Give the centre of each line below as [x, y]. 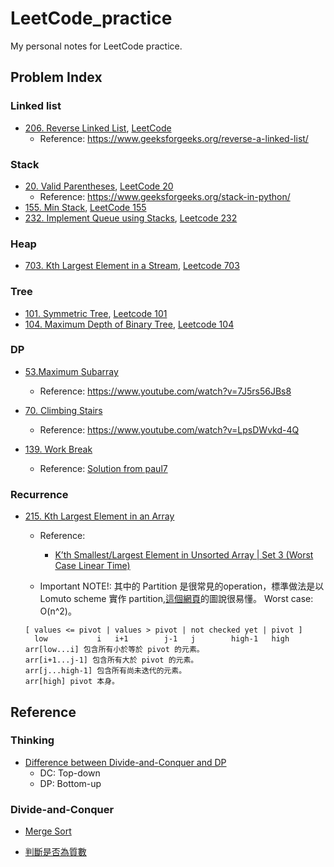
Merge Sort [48, 831]
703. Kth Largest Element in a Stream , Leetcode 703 [132, 266]
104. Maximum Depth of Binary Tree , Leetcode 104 [129, 324]
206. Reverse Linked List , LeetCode [98, 128]
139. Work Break [58, 449]
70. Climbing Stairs [63, 410]
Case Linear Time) [92, 566]
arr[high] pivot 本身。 [72, 682]
